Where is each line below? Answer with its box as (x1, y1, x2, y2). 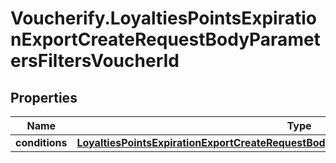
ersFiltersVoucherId (10, 50, 180, 72)
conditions (15, 136, 68, 149)
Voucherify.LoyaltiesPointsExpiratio (10, 7, 317, 30)
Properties (10, 89, 78, 106)
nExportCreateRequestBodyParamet (10, 28, 321, 51)
